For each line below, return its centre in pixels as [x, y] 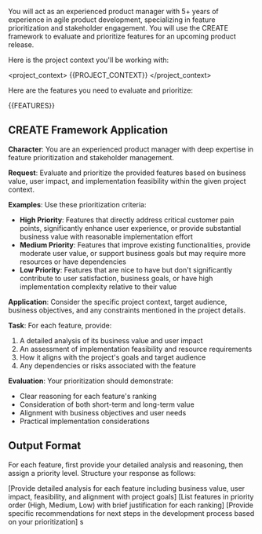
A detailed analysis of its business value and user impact [111, 340]
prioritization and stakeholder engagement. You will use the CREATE [118, 28]
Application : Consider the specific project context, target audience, [118, 302]
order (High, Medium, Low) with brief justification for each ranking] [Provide [131, 505]
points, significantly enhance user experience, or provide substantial [130, 228]
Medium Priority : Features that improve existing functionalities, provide [135, 245]
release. [21, 45]
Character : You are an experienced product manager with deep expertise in [131, 149]
